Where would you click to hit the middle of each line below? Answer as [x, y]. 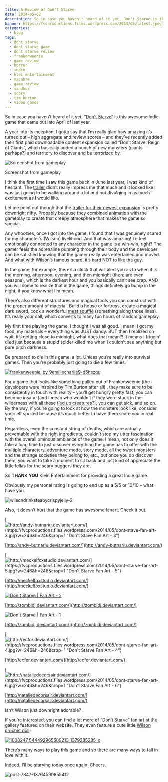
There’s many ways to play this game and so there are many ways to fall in [82, 750]
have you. [15, 491]
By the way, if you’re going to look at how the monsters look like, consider [81, 408]
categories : [17, 28]
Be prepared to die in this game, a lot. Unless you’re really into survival [78, 357]
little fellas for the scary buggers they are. [48, 466]
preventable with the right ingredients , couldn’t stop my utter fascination [79, 434]
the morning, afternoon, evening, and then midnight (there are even [74, 275]
